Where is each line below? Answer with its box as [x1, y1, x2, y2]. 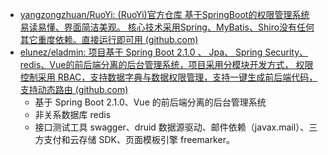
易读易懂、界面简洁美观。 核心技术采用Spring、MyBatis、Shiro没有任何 [19, 21, 315, 33]
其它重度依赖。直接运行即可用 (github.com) [19, 34, 199, 45]
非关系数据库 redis [34, 109, 112, 120]
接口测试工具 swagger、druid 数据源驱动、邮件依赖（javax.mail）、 [34, 121, 310, 133]
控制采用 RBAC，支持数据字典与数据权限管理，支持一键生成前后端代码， [19, 71, 318, 83]
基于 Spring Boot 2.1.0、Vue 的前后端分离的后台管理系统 [34, 96, 267, 108]
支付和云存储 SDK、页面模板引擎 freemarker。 [43, 134, 235, 145]
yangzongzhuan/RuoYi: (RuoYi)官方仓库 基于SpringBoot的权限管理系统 [19, 9, 310, 20]
